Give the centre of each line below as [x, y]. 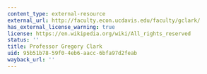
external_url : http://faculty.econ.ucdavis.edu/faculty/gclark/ [104, 20]
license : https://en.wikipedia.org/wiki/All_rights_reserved [99, 33]
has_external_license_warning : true [61, 27]
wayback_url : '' [31, 60]
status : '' [23, 40]
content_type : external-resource [57, 14]
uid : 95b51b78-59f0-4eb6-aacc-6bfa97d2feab [72, 54]
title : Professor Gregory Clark [55, 47]
